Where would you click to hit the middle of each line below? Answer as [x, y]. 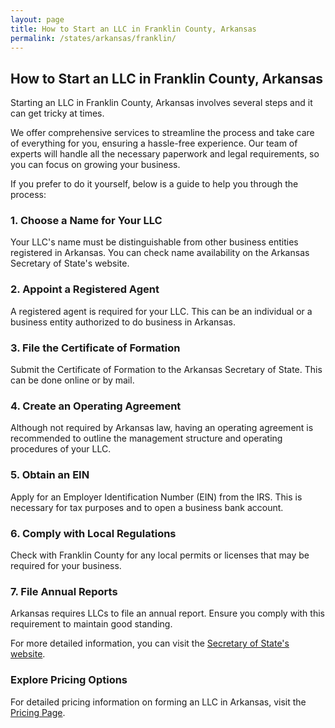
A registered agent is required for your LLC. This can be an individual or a [161, 311]
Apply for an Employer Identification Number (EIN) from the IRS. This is [156, 497]
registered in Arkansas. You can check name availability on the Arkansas [160, 253]
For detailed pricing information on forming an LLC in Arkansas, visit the [158, 702]
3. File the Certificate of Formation [95, 348]
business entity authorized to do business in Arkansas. [123, 322]
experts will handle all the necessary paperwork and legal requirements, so [165, 154]
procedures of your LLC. [61, 449]
